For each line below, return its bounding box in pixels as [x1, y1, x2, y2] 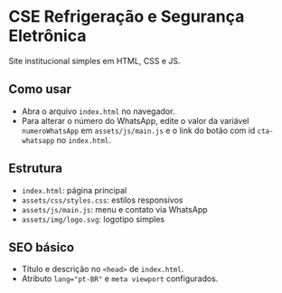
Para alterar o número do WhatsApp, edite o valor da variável [21, 115, 249, 126]
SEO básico [8, 240, 74, 255]
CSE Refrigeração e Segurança [8, 6, 245, 27]
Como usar [8, 81, 72, 97]
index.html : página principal [21, 184, 127, 195]
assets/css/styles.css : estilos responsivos [21, 194, 183, 205]
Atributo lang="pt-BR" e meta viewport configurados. [21, 273, 219, 284]
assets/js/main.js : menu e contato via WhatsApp [21, 203, 209, 214]
